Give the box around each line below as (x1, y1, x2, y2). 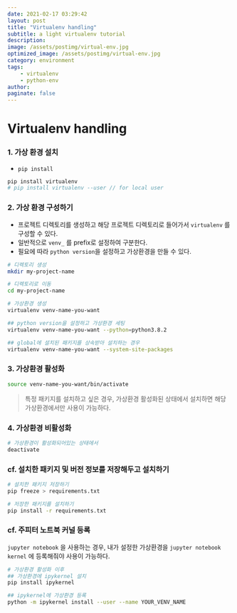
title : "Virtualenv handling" (7, 24, 98, 31)
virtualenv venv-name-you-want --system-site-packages (7, 346, 174, 353)
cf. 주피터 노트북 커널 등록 (7, 525, 91, 535)
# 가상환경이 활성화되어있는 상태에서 (7, 439, 98, 446)
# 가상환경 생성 (7, 300, 47, 307)
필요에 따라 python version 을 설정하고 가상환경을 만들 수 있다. (17, 247, 192, 255)
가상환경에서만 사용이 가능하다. (24, 403, 112, 412)
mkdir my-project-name (7, 268, 75, 275)
